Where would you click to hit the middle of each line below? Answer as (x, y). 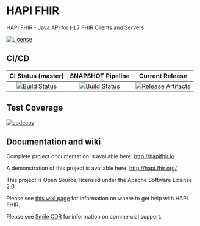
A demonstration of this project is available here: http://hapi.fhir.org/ (92, 168)
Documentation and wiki (54, 141)
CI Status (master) (37, 76)
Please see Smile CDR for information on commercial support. (84, 217)
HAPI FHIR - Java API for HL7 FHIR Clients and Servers (75, 27)
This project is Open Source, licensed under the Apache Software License (99, 180)
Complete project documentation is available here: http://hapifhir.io (91, 156)
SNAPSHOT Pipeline (100, 76)
